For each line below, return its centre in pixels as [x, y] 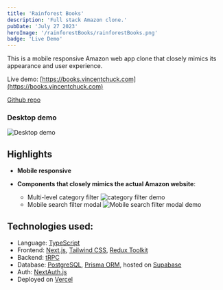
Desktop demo [32, 118]
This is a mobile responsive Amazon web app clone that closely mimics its [112, 58]
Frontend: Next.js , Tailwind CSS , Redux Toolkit [83, 250]
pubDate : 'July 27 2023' [43, 26]
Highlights [30, 154]
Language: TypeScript [48, 243]
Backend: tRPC [38, 258]
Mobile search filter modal [64, 205]
